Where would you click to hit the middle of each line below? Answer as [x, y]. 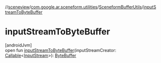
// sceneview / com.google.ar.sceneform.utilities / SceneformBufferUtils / [74, 7]
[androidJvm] [19, 45]
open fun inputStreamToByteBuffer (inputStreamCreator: [61, 50]
